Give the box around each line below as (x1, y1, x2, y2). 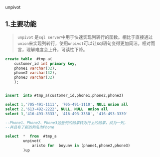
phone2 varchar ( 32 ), (14, 70, 57, 75)
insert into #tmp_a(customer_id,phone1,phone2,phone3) (5, 93, 124, 98)
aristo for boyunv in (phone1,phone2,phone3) (31, 143, 131, 149)
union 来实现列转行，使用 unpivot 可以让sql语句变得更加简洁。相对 (17, 40, 151, 46)
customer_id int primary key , (14, 61, 77, 66)
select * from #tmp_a (5, 134, 57, 139)
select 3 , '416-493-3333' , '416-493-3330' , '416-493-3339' (5, 111, 128, 116)
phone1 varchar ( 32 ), (14, 66, 57, 71)
